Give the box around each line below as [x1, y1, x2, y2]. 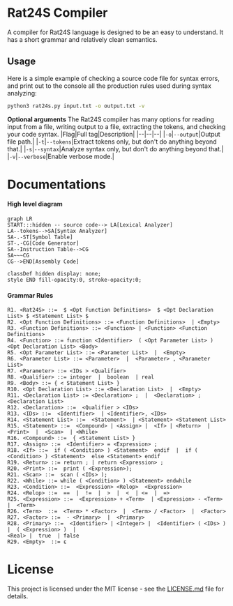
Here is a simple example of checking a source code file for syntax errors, [7, 74, 220, 82]
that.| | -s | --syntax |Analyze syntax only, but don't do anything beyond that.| [7, 144, 224, 153]
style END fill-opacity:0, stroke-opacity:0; [7, 277, 142, 284]
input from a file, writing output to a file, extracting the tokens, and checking [7, 122, 226, 130]
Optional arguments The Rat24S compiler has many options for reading [7, 115, 215, 123]
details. [7, 592, 29, 600]
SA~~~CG [7, 252, 30, 259]
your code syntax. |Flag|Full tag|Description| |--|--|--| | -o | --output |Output [7, 130, 221, 138]
